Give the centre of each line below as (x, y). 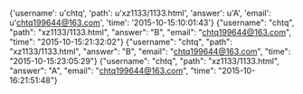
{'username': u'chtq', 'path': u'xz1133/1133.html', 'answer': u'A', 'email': (140, 13)
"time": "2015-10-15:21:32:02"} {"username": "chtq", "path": (121, 42)
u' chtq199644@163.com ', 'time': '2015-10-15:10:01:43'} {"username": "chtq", (152, 23)
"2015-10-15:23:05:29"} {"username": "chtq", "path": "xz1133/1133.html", (145, 61)
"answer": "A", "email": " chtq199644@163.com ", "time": (113, 70)
